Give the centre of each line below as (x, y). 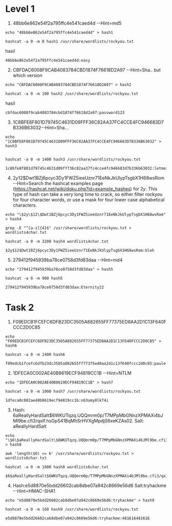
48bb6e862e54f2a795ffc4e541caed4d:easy (48, 60)
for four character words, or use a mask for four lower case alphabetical (89, 199)
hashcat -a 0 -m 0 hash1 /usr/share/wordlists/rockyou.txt (70, 42)
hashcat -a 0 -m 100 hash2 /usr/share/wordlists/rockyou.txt (72, 94)
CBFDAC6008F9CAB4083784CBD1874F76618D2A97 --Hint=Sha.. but (87, 70)
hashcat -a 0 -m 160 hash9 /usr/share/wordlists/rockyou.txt (72, 509)
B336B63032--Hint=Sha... (41, 127)
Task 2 (20, 308)
